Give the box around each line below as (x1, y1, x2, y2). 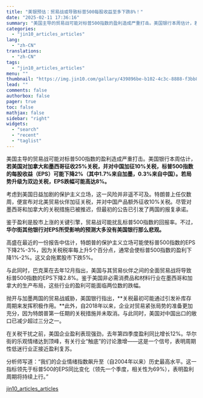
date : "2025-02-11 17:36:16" (6, 14, 80, 21)
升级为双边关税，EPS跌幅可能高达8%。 (11, 177, 111, 185)
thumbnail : (6, 76, 34, 82)
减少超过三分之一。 (16, 317, 65, 324)
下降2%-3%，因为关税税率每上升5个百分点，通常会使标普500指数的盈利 (6, 246, 187, 253)
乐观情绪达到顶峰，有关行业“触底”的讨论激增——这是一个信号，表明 (16, 337, 186, 344)
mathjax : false (6, 110, 45, 116)
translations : (6, 48, 42, 54)
